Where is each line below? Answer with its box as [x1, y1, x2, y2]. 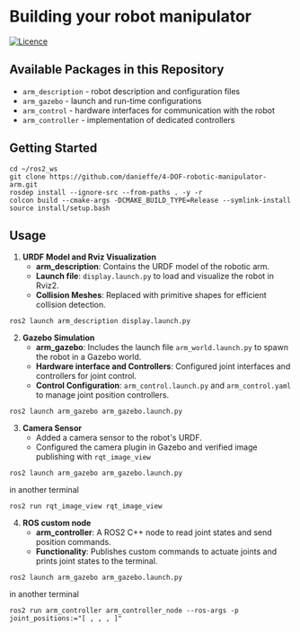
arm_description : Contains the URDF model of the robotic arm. [35, 261, 270, 272]
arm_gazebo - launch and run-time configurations [22, 95, 202, 106]
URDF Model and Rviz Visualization [22, 251, 157, 262]
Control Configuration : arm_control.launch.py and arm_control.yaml [35, 380, 292, 391]
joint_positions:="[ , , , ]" [9, 614, 123, 623]
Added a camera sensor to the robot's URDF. [35, 433, 202, 443]
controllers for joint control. [35, 371, 137, 382]
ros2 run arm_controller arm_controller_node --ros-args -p [9, 606, 240, 616]
